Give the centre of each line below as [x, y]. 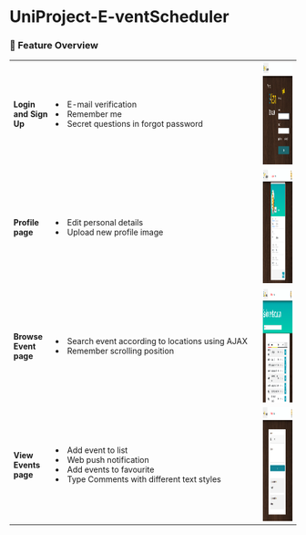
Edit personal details [105, 222]
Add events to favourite [111, 470]
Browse [28, 336]
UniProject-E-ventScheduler [119, 17]
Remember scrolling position [121, 351]
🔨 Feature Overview [54, 46]
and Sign [31, 114]
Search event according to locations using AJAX [158, 341]
